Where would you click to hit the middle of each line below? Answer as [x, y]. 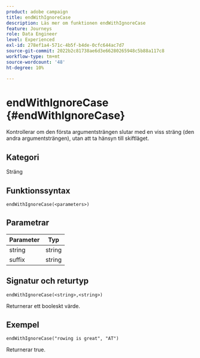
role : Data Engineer [32, 34]
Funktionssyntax [38, 191]
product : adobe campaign [37, 12]
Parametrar [28, 223]
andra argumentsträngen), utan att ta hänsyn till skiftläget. [78, 138]
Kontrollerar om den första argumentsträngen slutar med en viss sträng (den [100, 132]
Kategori [23, 157]
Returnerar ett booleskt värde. [43, 306]
